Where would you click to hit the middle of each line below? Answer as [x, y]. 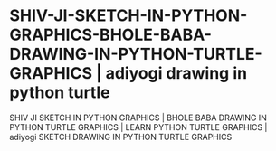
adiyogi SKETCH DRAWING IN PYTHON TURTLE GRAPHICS [121, 137]
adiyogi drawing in [176, 74]
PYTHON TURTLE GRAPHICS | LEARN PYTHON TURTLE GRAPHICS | [138, 127]
